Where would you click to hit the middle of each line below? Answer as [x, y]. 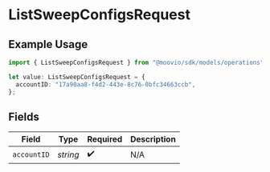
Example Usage [48, 44]
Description [153, 139]
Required [105, 139]
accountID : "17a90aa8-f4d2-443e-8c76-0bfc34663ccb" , [106, 84]
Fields [24, 116]
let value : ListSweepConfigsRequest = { [77, 77]
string [68, 154]
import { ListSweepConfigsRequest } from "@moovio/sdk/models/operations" [136, 62]
